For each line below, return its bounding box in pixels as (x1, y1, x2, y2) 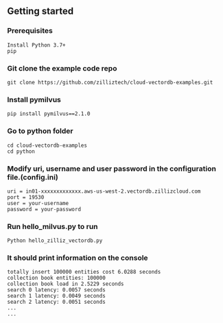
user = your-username (7, 200, 69, 206)
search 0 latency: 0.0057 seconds (7, 287, 106, 294)
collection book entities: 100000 (7, 274, 106, 282)
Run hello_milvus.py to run (7, 222, 98, 231)
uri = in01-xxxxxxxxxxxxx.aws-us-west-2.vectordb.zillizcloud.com (7, 188, 201, 195)
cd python (7, 147, 36, 155)
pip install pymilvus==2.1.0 (7, 110, 91, 117)
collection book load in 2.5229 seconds (7, 280, 125, 287)
